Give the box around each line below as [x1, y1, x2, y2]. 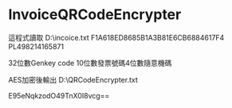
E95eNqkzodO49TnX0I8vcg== [8, 91, 110, 100]
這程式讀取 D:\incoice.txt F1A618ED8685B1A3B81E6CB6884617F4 [8, 33, 225, 42]
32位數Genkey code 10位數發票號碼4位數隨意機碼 [8, 58, 172, 67]
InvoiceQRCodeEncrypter [8, 6, 182, 24]
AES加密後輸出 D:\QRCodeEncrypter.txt [8, 75, 138, 84]
